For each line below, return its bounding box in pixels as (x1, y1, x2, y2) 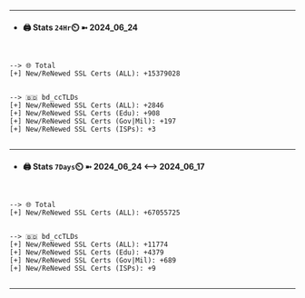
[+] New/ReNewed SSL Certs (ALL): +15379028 (9, 69, 181, 78)
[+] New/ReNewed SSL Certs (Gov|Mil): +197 (9, 117, 177, 126)
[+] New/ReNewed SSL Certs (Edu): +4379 (9, 248, 165, 257)
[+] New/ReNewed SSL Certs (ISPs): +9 (9, 264, 156, 273)
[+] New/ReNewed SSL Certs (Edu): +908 (9, 109, 161, 118)
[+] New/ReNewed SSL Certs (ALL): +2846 (9, 101, 165, 110)
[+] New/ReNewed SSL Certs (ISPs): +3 (9, 124, 156, 134)
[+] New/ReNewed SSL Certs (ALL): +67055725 (9, 208, 181, 218)
